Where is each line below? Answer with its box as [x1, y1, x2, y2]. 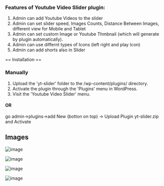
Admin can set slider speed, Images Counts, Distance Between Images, [12, 20, 160, 26]
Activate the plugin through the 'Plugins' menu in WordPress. [12, 86, 138, 92]
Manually [5, 69, 28, 76]
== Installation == [5, 57, 42, 63]
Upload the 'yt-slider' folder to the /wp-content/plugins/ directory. [12, 80, 148, 86]
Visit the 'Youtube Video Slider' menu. [12, 91, 91, 97]
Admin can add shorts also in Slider [12, 47, 86, 53]
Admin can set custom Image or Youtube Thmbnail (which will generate [12, 31, 160, 37]
